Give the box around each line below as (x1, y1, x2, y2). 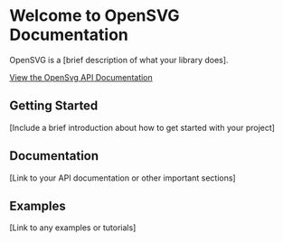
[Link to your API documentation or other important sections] (9, 172, 237, 183)
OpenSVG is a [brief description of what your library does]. (9, 54, 229, 65)
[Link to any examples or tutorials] (9, 222, 137, 233)
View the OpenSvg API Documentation (9, 71, 154, 82)
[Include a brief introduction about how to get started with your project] (9, 122, 276, 133)
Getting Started (9, 98, 99, 114)
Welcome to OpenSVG (9, 5, 180, 26)
